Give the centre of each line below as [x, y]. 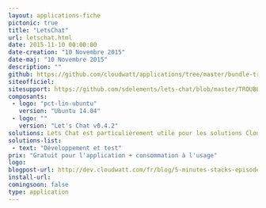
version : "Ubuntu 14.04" [60, 112]
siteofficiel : [32, 81]
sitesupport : [30, 89]
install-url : [30, 178]
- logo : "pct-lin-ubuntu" [54, 104]
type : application [38, 192]
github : [21, 74]
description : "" [35, 67]
